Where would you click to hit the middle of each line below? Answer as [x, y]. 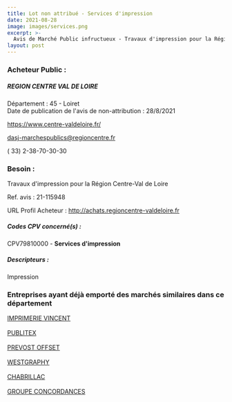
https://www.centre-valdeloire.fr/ [54, 124]
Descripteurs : [28, 259]
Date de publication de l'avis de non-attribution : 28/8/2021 [91, 110]
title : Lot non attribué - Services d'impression [80, 13]
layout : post [26, 46]
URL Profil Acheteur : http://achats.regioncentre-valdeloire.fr [93, 210]
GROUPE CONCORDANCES [46, 392]
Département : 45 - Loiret [43, 103]
